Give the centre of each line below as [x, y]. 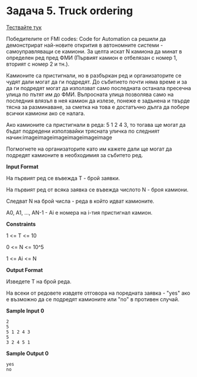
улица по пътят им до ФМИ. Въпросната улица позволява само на [90, 94]
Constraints [21, 224]
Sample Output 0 [28, 353]
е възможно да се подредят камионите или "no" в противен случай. [93, 299]
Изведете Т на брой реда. [39, 281]
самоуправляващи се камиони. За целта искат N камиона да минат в [94, 51]
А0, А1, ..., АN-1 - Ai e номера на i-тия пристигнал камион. [79, 212]
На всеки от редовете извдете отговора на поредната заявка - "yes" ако [98, 293]
